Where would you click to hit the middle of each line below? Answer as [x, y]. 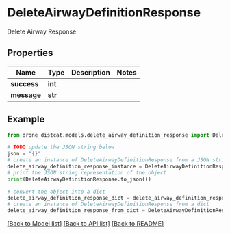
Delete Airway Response [42, 31]
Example [26, 119]
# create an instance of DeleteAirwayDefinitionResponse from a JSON [108, 160]
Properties [30, 53]
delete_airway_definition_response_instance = [75, 167]
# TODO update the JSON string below [61, 147]
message [26, 95]
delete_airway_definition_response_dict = [68, 198]
